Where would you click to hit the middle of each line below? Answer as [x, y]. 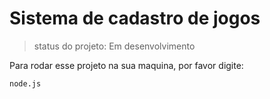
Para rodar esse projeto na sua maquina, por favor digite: [126, 65]
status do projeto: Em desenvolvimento [114, 46]
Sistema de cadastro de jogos [135, 18]
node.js [25, 83]
